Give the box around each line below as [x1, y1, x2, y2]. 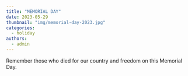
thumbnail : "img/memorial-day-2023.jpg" [6, 19, 106, 25]
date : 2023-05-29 [6, 14, 48, 20]
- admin [11, 42, 30, 47]
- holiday [11, 30, 35, 36]
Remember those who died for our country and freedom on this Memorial [6, 57, 183, 64]
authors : [6, 36, 27, 42]
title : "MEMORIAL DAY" [6, 8, 61, 15]
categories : [6, 25, 35, 31]
